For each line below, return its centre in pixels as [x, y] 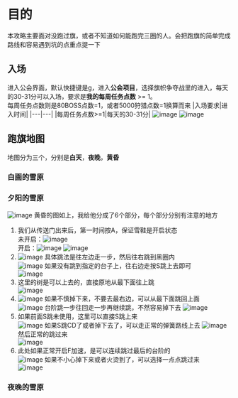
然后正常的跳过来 [42, 334]
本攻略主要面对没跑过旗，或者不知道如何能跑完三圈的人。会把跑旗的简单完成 [119, 36]
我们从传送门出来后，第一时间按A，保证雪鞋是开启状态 [97, 230]
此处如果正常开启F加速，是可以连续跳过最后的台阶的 [94, 350]
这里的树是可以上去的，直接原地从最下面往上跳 [86, 282]
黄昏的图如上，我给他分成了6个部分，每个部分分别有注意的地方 [126, 215]
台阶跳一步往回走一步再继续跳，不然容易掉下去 [113, 307]
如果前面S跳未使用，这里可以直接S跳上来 [78, 316]
